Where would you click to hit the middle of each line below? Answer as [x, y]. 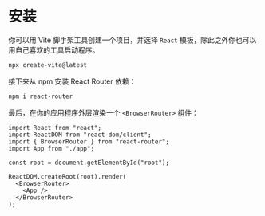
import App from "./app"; [51, 148]
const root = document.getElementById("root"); [89, 163]
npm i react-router [41, 96]
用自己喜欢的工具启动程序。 [54, 49]
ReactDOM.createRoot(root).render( [67, 176]
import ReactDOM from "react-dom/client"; [80, 135]
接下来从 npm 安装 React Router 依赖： [72, 81]
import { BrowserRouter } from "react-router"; [89, 141]
